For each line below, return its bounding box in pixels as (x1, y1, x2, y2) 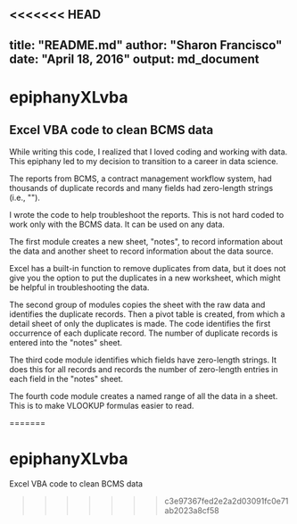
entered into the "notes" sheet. (9, 337, 123, 347)
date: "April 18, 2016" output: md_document (9, 51, 260, 66)
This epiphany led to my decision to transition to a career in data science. (9, 155, 279, 166)
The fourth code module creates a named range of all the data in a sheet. (9, 390, 278, 401)
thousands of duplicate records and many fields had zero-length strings (9, 182, 274, 193)
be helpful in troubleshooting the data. (9, 281, 150, 293)
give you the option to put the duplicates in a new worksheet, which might (9, 272, 281, 283)
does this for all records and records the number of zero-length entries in (9, 363, 278, 374)
